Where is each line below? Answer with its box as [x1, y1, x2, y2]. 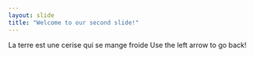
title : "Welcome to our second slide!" [8, 19, 140, 27]
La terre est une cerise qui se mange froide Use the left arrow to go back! [8, 40, 247, 49]
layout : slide [8, 11, 55, 20]
